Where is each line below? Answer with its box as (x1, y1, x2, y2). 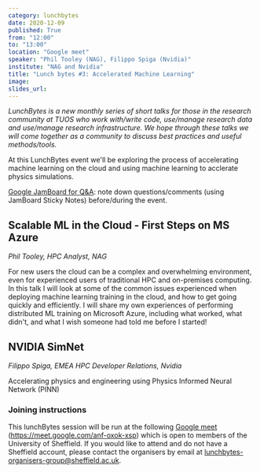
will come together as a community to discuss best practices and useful (8, 132, 242, 141)
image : (8, 77, 30, 85)
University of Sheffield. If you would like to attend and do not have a (8, 439, 228, 449)
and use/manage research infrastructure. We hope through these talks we (8, 123, 249, 132)
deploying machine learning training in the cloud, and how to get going (8, 292, 237, 302)
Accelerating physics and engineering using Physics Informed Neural (8, 376, 233, 385)
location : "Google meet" (8, 48, 90, 56)
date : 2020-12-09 (8, 19, 65, 27)
